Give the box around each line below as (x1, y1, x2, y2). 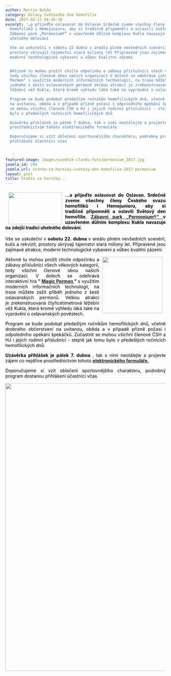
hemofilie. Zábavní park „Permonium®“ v (65, 213, 166, 220)
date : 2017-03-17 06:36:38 (5, 17, 63, 22)
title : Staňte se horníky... (5, 176, 67, 181)
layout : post (5, 172, 33, 177)
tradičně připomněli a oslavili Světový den (65, 208, 166, 214)
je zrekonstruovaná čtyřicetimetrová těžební (5, 300, 99, 306)
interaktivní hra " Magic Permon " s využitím (5, 278, 100, 284)
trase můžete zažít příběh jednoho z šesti (5, 289, 99, 295)
